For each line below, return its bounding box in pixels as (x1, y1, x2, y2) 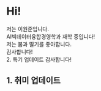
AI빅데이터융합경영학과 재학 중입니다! (6, 32, 95, 40)
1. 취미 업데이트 (6, 75, 61, 86)
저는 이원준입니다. (6, 25, 50, 32)
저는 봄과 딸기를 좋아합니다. (6, 40, 72, 48)
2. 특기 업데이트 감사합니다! (6, 56, 72, 63)
